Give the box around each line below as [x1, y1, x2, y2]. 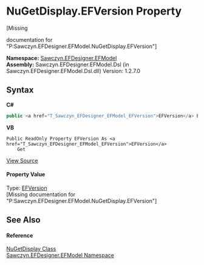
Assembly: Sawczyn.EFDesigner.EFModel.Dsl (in [6, 61, 129, 68]
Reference [6, 232, 33, 239]
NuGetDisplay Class [6, 245, 56, 253]
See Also [6, 215, 41, 225]
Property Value [6, 171, 46, 178]
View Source [6, 157, 38, 164]
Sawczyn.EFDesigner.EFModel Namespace [6, 252, 114, 259]
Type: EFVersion [6, 184, 47, 191]
